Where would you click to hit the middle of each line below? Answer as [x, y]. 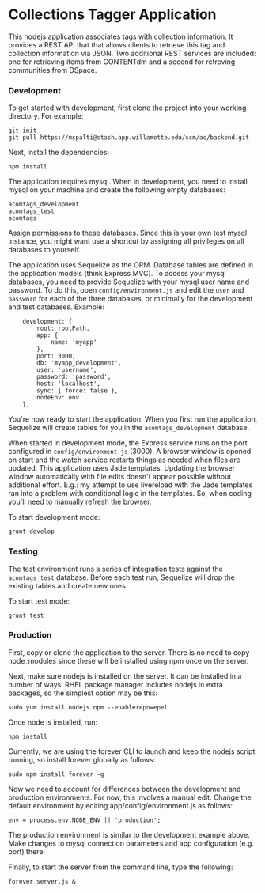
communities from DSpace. [53, 70]
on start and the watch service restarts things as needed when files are [124, 460]
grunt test [26, 615]
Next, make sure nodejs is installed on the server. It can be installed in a [125, 676]
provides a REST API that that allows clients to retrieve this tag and [117, 44]
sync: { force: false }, [78, 391]
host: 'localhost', [69, 384]
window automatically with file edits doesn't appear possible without [120, 477]
